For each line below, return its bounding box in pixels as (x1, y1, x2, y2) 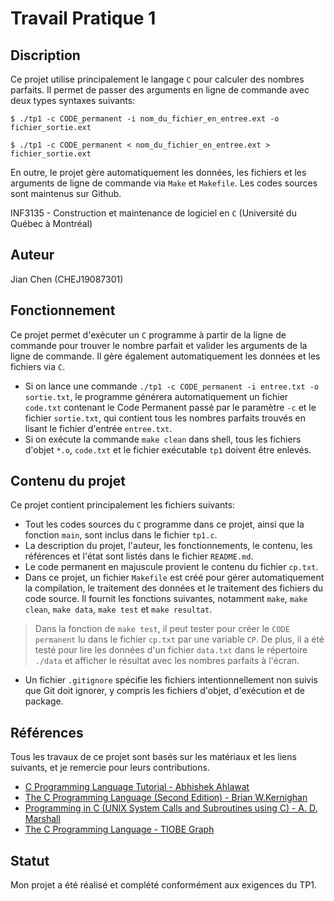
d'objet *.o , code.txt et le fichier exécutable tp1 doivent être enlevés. (24, 443, 312, 456)
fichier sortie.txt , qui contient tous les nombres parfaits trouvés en (24, 412, 306, 424)
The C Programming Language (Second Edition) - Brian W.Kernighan (24, 792, 308, 804)
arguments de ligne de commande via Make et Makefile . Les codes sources (10, 177, 318, 189)
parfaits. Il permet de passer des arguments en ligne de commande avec (10, 84, 310, 96)
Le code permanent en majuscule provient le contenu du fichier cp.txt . (24, 561, 319, 573)
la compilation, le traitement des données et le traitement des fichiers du (24, 582, 324, 594)
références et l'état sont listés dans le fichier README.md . (24, 550, 254, 562)
